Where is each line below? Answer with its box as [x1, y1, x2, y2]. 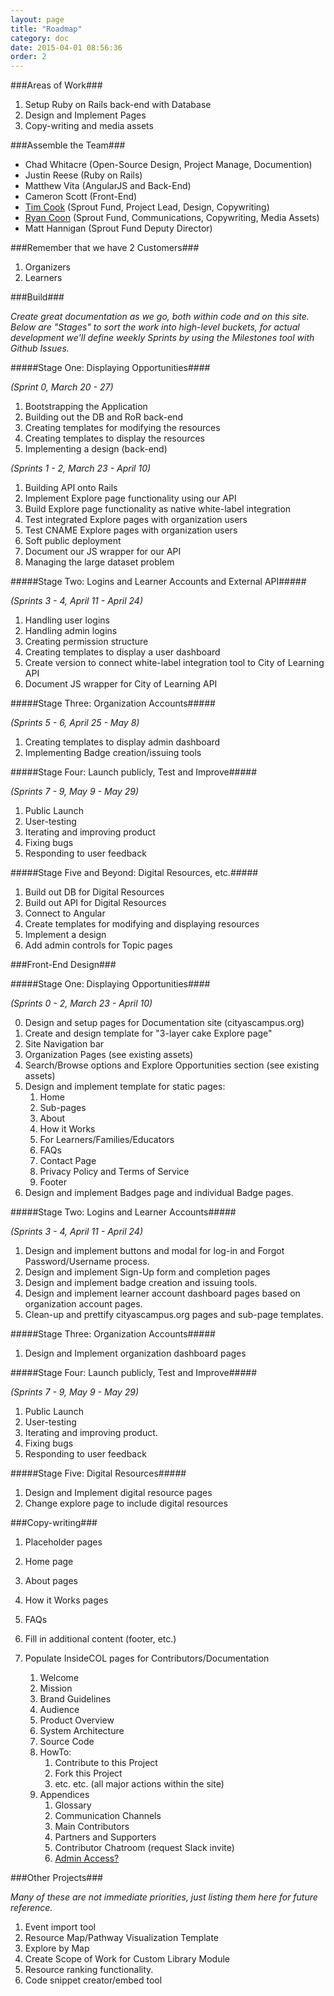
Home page [24, 1556, 74, 1568]
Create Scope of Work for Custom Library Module [24, 1953, 230, 1965]
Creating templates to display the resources [24, 432, 205, 445]
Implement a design [24, 929, 107, 941]
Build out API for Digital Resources [24, 897, 167, 909]
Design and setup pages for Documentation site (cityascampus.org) [24, 1017, 305, 1029]
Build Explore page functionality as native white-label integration [24, 503, 292, 515]
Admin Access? [54, 1852, 120, 1865]
